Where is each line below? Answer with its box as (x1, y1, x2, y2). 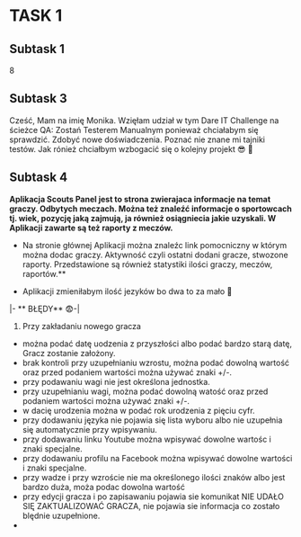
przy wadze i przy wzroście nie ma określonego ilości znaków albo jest (22, 471, 286, 482)
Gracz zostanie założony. (22, 347, 116, 358)
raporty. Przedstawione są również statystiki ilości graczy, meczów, (22, 258, 273, 270)
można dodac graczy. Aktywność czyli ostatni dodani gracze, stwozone (22, 249, 289, 260)
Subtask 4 (9, 170, 68, 185)
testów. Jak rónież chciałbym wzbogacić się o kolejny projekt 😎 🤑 (9, 143, 253, 154)
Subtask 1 (9, 41, 66, 57)
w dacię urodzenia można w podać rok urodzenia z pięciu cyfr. (22, 405, 255, 416)
